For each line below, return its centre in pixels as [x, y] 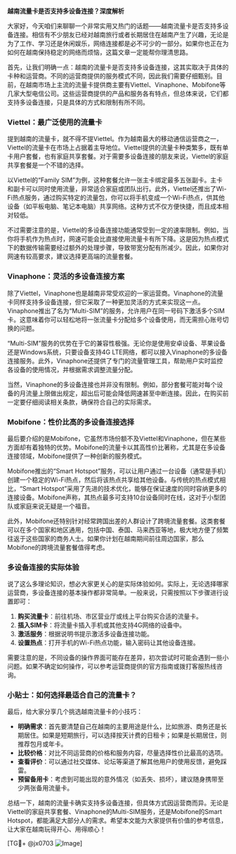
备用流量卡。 [55, 788]
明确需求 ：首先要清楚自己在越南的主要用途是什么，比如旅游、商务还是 [119, 727]
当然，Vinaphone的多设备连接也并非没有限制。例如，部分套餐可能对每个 [112, 384]
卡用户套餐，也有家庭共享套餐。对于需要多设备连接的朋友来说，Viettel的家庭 [118, 157]
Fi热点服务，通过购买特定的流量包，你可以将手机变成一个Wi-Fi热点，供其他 [116, 198]
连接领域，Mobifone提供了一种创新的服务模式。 [77, 456]
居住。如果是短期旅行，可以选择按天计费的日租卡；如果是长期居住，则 [125, 735]
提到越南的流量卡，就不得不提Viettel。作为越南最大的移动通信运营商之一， [115, 139]
